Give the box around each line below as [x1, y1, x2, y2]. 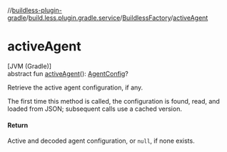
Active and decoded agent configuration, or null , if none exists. [7, 136, 195, 145]
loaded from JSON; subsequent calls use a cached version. [7, 104, 182, 113]
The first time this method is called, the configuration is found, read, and [7, 97, 220, 105]
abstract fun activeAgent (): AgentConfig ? [7, 69, 128, 77]
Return [7, 121, 29, 129]
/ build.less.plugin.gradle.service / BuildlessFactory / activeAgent [26, 13, 208, 22]
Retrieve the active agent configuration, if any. [7, 83, 143, 92]
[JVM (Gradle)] [7, 62, 52, 70]
